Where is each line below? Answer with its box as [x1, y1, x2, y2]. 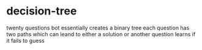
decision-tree [6, 4, 77, 18]
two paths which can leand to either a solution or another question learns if [6, 30, 196, 37]
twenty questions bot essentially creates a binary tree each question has [6, 24, 190, 31]
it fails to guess [6, 37, 45, 44]
